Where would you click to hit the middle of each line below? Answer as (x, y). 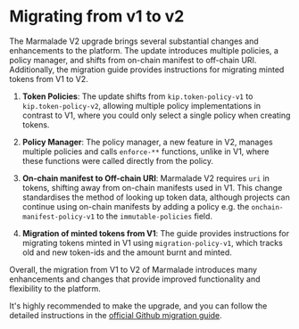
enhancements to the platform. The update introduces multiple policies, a (144, 50)
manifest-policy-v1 (58, 217)
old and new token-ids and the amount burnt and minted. (127, 252)
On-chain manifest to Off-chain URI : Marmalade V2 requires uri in (146, 178)
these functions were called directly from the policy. (118, 160)
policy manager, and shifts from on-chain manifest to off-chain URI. (133, 60)
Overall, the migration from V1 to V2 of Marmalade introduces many (133, 269)
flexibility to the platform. (55, 288)
